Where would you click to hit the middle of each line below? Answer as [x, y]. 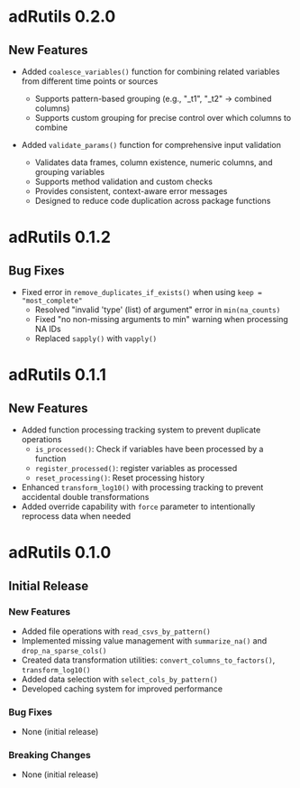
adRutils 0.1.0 [60, 553]
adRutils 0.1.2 [60, 237]
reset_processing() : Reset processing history [119, 477]
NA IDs [48, 329]
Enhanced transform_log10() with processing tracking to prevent [142, 487]
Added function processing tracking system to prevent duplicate [141, 430]
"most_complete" [52, 301]
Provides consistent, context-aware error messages [131, 191]
